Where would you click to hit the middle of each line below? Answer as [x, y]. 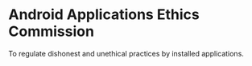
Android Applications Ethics [104, 15]
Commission [52, 31]
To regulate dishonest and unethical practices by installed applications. [126, 53]
